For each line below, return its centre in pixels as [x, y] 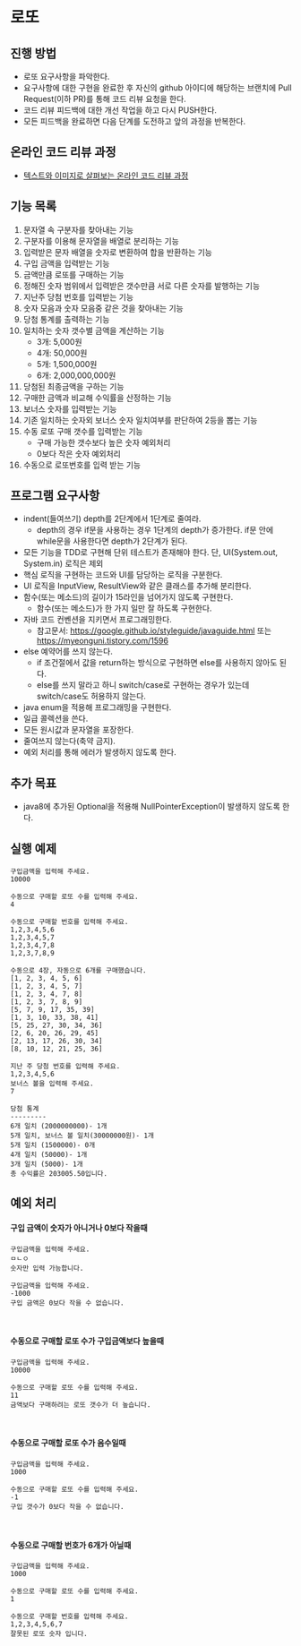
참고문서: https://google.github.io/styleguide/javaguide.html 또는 [154, 630]
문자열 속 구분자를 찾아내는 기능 [78, 229]
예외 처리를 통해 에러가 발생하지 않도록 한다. [100, 752]
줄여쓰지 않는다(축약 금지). [69, 741]
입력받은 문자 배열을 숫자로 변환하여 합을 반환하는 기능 [118, 252]
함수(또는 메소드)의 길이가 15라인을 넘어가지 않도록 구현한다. [128, 597]
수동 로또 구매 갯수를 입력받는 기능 [83, 431]
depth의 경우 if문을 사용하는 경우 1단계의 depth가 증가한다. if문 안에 [155, 530]
